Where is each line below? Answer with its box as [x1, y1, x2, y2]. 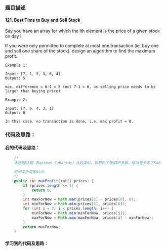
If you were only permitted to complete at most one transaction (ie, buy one [5, 43, 159, 49]
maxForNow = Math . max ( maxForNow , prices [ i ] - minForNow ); [31, 215, 154, 220]
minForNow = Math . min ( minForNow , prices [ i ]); [31, 210, 127, 215]
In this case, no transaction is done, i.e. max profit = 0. [5, 119, 134, 124]
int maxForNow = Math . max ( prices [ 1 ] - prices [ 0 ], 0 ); [23, 197, 136, 202]
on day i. [5, 33, 23, 39]
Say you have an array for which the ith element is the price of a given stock [5, 28, 160, 34]
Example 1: [5, 63, 28, 68]
